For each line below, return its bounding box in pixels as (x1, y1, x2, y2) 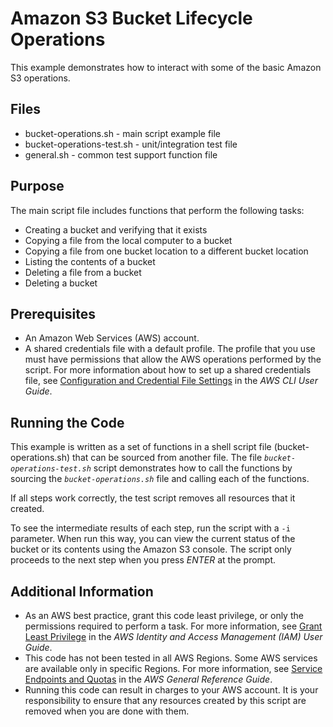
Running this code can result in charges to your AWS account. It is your (24, 684, 319, 696)
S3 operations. (10, 72, 71, 84)
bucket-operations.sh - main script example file (24, 127, 222, 139)
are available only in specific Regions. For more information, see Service (24, 663, 323, 674)
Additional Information (10, 583, 154, 600)
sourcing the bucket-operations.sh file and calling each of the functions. (10, 473, 310, 485)
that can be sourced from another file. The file (72, 452, 263, 464)
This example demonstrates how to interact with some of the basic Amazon (10, 61, 322, 73)
